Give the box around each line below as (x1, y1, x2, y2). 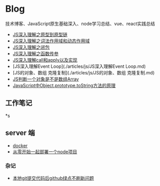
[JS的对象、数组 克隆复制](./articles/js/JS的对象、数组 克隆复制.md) (12, 69, 155, 75)
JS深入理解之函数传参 (12, 50, 59, 57)
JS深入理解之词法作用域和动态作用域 (12, 38, 90, 44)
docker (12, 142, 28, 148)
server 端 (5, 128, 35, 138)
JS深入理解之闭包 (12, 44, 50, 50)
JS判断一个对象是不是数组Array (12, 76, 79, 82)
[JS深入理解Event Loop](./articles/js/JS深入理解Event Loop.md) (12, 63, 146, 69)
